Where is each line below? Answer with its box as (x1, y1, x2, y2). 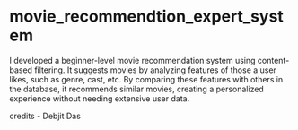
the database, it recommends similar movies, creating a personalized (9, 83, 265, 94)
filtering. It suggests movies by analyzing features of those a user (34, 65, 276, 75)
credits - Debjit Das (9, 110, 81, 121)
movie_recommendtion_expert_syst (9, 6, 285, 27)
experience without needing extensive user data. (9, 92, 190, 104)
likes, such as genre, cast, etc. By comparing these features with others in (9, 74, 284, 84)
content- (257, 55, 290, 65)
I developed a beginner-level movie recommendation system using (9, 55, 256, 65)
